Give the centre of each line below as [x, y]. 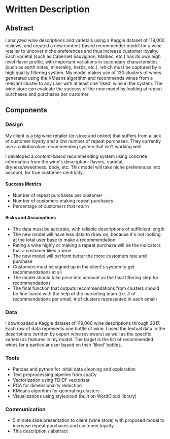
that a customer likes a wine [42, 251]
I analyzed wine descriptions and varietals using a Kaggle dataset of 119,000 [85, 40]
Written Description [48, 9]
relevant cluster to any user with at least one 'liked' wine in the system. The [84, 83]
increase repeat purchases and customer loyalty [63, 425]
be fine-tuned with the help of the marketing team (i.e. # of [74, 294]
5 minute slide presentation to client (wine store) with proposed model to [89, 420]
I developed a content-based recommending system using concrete [76, 156]
